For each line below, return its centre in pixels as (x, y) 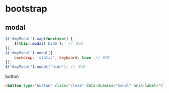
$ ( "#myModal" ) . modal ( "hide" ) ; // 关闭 (45, 67)
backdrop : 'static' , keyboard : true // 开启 (62, 58)
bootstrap (26, 9)
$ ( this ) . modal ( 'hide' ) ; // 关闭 (49, 43)
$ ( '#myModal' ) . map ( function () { (39, 39)
